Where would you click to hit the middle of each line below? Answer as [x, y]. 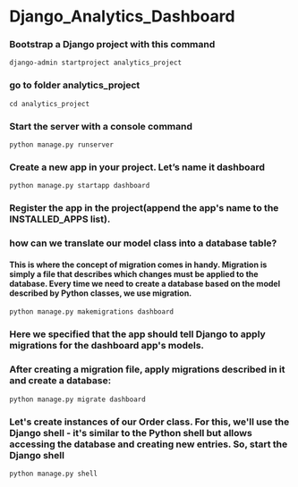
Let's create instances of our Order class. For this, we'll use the [149, 422]
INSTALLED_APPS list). [60, 219]
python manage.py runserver [62, 145]
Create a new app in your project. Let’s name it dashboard [137, 167]
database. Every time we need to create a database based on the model [145, 283]
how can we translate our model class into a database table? [143, 243]
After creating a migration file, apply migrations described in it [147, 370]
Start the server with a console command [101, 126]
